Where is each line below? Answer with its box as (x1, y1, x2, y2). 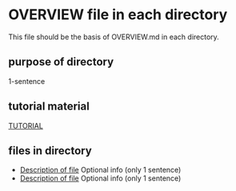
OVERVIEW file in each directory (8, 6, 228, 24)
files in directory (8, 144, 92, 157)
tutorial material (8, 100, 90, 113)
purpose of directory (8, 55, 114, 69)
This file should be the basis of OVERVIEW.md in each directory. (8, 32, 220, 42)
